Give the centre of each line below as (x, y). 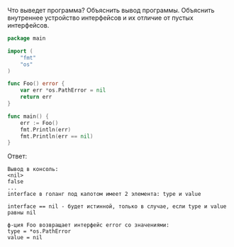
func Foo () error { (36, 84)
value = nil (25, 238)
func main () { (28, 116)
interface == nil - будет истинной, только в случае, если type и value (117, 207)
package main (27, 38)
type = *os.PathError (39, 231)
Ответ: (17, 156)
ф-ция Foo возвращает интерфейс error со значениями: (89, 225)
